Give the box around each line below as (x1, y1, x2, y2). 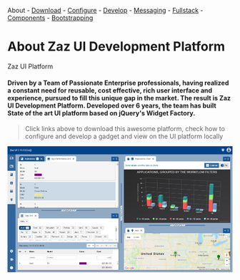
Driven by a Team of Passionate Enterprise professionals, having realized (7, 78, 229, 87)
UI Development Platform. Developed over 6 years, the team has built (7, 101, 216, 110)
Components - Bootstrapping (7, 14, 94, 22)
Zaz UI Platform (7, 62, 54, 71)
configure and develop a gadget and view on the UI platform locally (24, 132, 224, 141)
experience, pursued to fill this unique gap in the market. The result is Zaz (7, 93, 231, 102)
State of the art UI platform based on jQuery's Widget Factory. (7, 108, 196, 117)
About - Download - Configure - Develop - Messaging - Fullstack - (7, 6, 204, 14)
